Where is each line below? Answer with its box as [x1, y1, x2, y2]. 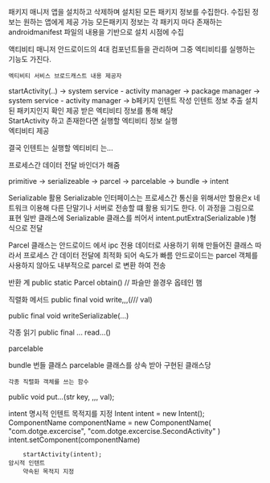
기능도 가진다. [8, 55, 52, 64]
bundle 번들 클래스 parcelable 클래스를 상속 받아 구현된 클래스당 [8, 360, 211, 369]
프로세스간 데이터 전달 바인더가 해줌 [8, 160, 121, 169]
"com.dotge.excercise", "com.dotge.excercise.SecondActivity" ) [8, 427, 221, 435]
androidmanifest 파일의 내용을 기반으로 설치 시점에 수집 [8, 27, 185, 36]
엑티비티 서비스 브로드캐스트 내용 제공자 [8, 72, 122, 80]
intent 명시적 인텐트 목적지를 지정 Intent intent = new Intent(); [8, 409, 205, 418]
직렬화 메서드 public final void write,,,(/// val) [8, 295, 153, 304]
